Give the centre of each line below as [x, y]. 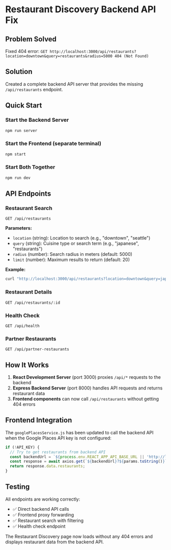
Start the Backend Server [37, 120]
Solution [19, 72]
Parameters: [19, 228]
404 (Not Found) [132, 56]
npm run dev [18, 178]
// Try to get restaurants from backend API [58, 452]
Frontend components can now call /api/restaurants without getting [86, 399]
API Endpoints [28, 194]
